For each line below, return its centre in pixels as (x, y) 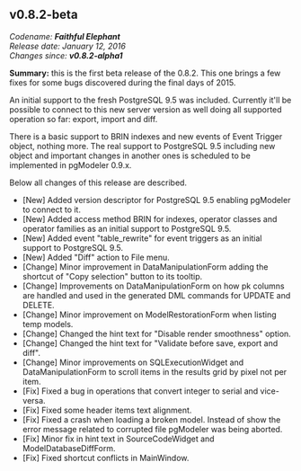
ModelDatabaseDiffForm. (69, 448)
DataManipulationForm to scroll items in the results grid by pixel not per (155, 371)
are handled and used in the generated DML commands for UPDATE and (156, 295)
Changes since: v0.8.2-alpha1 (66, 55)
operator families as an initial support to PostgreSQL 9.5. (127, 228)
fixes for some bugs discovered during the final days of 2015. (123, 82)
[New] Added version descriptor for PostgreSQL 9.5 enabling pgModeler (156, 200)
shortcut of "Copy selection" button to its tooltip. (112, 276)
